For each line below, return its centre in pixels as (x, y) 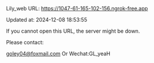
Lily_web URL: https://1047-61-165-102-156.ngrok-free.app (77, 8)
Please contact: (25, 42)
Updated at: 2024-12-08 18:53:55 (47, 20)
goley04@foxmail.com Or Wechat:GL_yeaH (58, 54)
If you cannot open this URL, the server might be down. (73, 31)
